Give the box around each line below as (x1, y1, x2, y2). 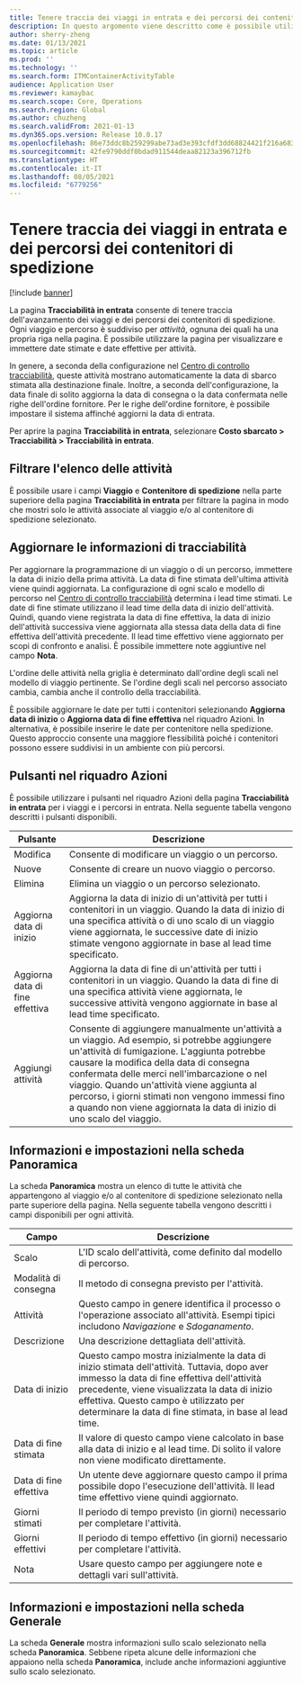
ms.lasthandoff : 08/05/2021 (9, 172, 115, 181)
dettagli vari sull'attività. (77, 1569, 179, 1581)
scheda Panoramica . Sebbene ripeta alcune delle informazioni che (9, 1647, 257, 1658)
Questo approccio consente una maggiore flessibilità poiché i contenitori (9, 733, 279, 743)
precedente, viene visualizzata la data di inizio (77, 1383, 272, 1396)
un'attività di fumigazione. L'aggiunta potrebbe (68, 1045, 266, 1058)
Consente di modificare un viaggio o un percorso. (68, 848, 279, 860)
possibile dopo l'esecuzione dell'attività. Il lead (77, 1480, 276, 1492)
